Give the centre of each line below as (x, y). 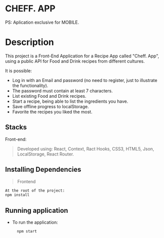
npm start (27, 232)
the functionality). (30, 85)
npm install (17, 195)
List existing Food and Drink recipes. (49, 96)
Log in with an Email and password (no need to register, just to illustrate (85, 80)
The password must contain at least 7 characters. (63, 91)
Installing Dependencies (43, 170)
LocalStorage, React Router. (46, 154)
